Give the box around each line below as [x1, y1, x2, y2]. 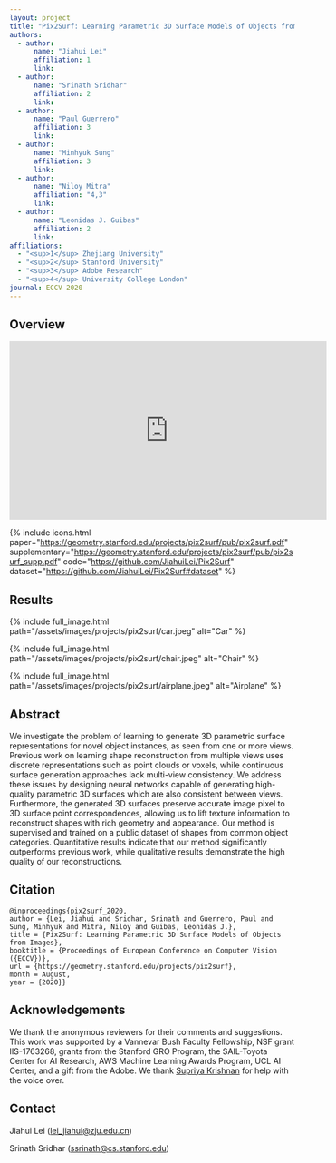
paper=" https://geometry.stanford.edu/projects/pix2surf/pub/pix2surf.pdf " [9, 537, 288, 548]
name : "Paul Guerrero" [33, 114, 120, 123]
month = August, [9, 970, 71, 979]
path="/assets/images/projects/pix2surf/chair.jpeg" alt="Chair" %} [9, 653, 260, 664]
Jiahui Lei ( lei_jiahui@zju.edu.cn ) [9, 1125, 133, 1136]
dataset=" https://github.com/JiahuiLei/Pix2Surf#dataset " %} [9, 566, 236, 577]
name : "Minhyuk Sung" [33, 148, 116, 157]
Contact [9, 1101, 56, 1117]
